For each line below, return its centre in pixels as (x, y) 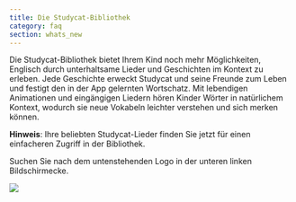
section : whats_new (46, 34)
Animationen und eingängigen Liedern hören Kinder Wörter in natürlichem (146, 98)
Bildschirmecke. (39, 171)
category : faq (36, 26)
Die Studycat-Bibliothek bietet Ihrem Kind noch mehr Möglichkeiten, (135, 60)
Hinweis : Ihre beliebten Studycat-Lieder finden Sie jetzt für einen (130, 135)
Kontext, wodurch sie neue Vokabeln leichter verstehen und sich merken (144, 108)
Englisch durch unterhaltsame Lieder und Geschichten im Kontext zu (136, 69)
